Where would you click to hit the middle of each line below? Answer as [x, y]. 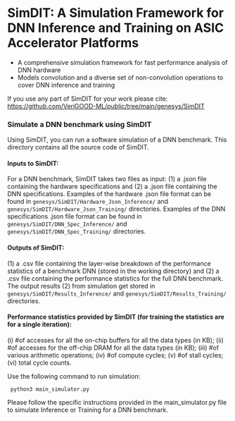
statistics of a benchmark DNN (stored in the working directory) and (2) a [113, 271]
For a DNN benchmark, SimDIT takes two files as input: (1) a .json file [107, 179]
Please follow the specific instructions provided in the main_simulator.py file [117, 402]
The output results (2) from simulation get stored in [81, 286]
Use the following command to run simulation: [74, 376]
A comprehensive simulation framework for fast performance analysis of [122, 62]
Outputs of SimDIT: [36, 248]
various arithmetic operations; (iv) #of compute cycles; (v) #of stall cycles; [115, 355]
